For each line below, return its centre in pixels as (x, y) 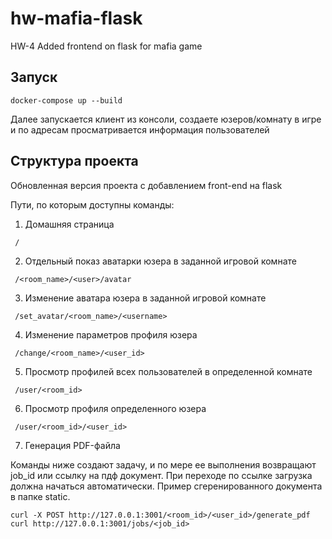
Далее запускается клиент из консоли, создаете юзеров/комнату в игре (166, 119)
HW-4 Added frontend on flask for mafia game (106, 46)
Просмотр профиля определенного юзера (115, 408)
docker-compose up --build (66, 100)
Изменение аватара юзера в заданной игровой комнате (145, 298)
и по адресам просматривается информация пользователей (140, 129)
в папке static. (40, 496)
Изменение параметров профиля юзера (111, 334)
